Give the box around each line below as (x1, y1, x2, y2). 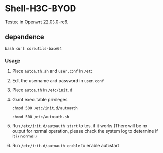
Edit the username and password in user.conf (12, 78, 104, 84)
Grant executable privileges (12, 97, 68, 102)
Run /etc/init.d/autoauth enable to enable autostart (12, 143, 119, 149)
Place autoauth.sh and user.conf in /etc (12, 68, 93, 74)
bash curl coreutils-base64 (5, 46, 62, 51)
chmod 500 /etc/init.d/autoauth (12, 106, 78, 111)
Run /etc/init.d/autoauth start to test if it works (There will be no (12, 123, 147, 129)
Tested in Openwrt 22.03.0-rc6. (5, 19, 69, 25)
